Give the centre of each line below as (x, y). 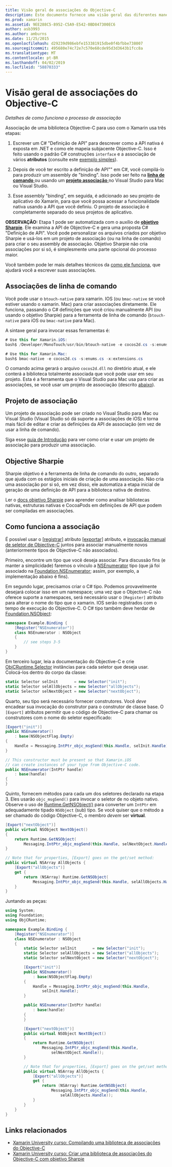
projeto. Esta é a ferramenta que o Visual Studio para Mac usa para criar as (84, 379)
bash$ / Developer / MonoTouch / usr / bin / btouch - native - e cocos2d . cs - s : (81, 344)
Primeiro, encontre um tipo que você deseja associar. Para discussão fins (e (85, 560)
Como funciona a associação (52, 527)
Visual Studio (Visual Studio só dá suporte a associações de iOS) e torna (82, 419)
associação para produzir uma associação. (51, 445)
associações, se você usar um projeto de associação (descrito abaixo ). (80, 385)
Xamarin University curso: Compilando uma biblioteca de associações (87, 1143)
